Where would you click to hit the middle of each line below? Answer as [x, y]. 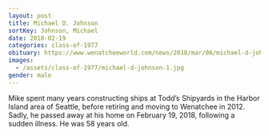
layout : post [30, 16]
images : [21, 61]
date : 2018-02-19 [37, 38]
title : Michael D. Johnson [53, 23]
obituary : [25, 53]
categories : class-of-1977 [53, 46]
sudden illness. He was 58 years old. [69, 123]
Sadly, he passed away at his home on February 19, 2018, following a [122, 115]
